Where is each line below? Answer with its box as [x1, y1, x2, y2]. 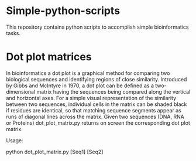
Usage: [6, 136, 23, 144]
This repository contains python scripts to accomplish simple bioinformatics [6, 23, 189, 30]
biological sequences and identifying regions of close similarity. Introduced [6, 76, 187, 83]
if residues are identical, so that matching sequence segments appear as [6, 107, 181, 114]
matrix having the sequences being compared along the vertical [36, 88, 191, 95]
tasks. [6, 29, 21, 36]
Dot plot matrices [6, 50, 92, 64]
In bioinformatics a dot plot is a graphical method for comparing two [6, 69, 170, 77]
